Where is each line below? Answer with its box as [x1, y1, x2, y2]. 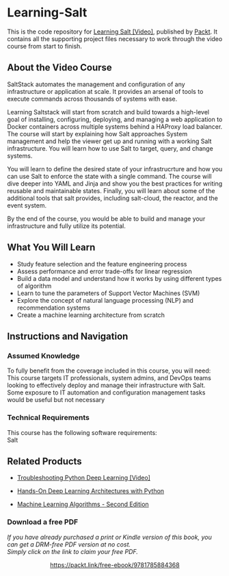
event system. [7, 201, 46, 210]
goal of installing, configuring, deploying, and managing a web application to [7, 115, 223, 123]
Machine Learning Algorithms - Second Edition [16, 500, 149, 508]
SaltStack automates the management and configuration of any [7, 80, 186, 88]
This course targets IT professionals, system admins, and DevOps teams [7, 374, 212, 382]
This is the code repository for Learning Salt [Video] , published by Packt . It [7, 27, 217, 36]
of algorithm [16, 281, 52, 290]
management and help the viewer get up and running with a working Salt [7, 137, 212, 145]
